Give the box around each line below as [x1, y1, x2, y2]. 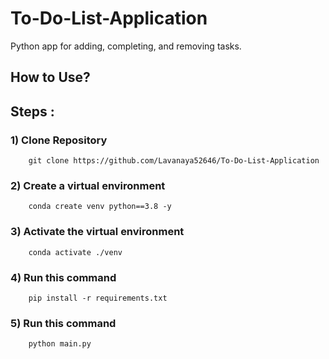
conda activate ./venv [28, 247, 123, 257]
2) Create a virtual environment [10, 178, 166, 192]
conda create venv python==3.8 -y [28, 202, 172, 212]
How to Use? [10, 69, 91, 86]
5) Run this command [10, 316, 117, 330]
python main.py [28, 339, 92, 349]
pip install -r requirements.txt [28, 293, 168, 303]
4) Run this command [10, 270, 117, 284]
